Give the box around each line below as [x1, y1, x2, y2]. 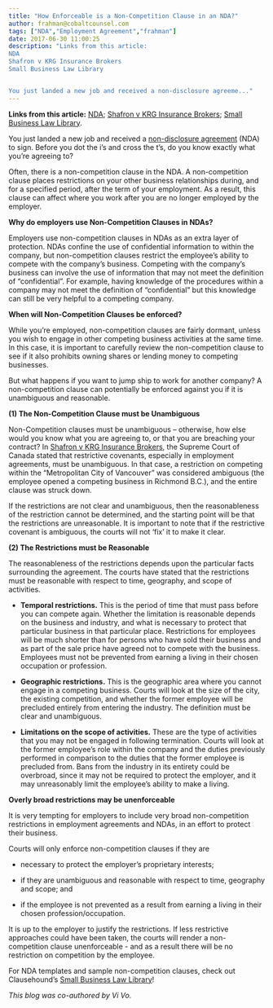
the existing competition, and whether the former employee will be [20, 693, 244, 703]
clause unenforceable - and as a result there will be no [50, 941, 234, 951]
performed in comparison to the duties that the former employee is [20, 753, 244, 763]
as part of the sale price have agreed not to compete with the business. [20, 643, 261, 653]
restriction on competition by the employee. [8, 950, 155, 960]
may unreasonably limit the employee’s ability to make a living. [20, 779, 230, 789]
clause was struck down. [8, 485, 92, 495]
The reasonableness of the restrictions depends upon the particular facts [8, 558, 254, 568]
